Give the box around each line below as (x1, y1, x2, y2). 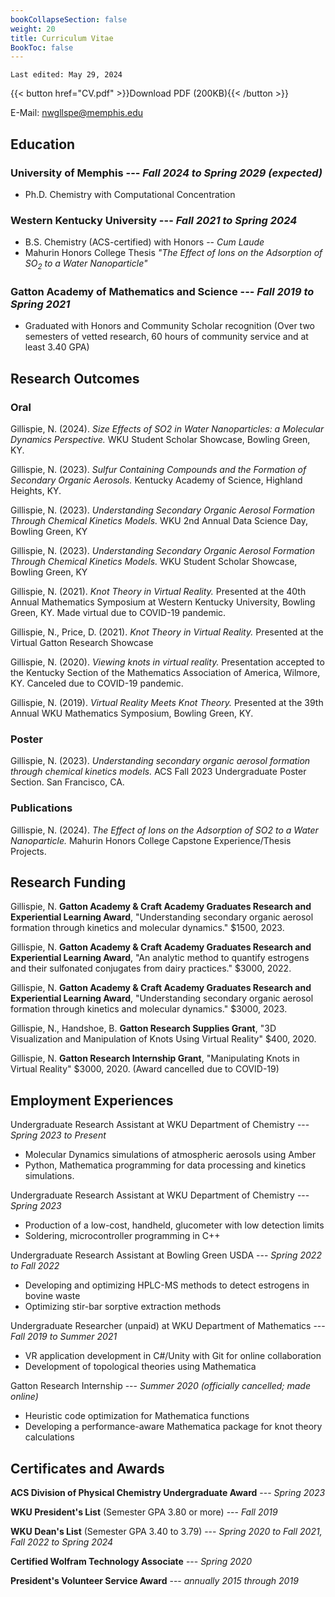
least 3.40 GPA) (24, 341, 90, 353)
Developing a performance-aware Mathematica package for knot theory (24, 1421, 323, 1433)
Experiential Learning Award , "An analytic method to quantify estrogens (10, 952, 310, 964)
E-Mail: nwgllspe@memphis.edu (10, 107, 143, 119)
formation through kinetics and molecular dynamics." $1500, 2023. (10, 922, 285, 934)
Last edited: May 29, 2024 (10, 70, 123, 80)
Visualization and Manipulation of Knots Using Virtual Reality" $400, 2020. (10, 1033, 317, 1045)
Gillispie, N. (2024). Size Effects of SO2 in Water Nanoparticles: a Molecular (10, 423, 325, 435)
